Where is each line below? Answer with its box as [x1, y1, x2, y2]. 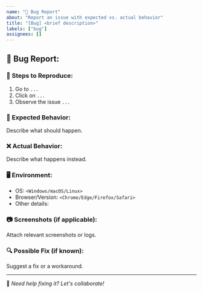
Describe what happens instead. [6, 156, 87, 163]
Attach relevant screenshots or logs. [6, 232, 97, 238]
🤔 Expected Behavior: [6, 113, 71, 121]
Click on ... [14, 92, 45, 99]
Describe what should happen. [6, 127, 83, 134]
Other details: [14, 200, 50, 207]
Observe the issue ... [14, 98, 71, 106]
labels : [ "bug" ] [6, 25, 47, 32]
